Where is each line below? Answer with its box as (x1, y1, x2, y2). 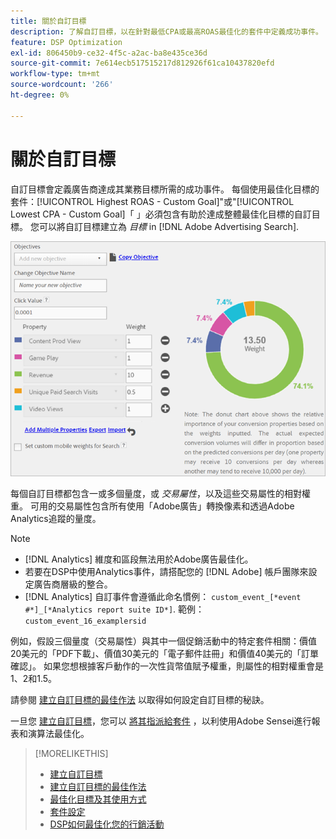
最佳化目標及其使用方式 (49, 793, 147, 805)
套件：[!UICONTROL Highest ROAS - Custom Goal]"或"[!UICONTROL (10, 195, 295, 207)
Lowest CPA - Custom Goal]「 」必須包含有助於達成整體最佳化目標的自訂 (10, 208, 312, 220)
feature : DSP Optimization (10, 37, 123, 47)
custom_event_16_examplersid (24, 616, 147, 627)
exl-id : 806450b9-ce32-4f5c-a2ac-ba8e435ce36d (10, 48, 208, 58)
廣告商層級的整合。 (33, 578, 113, 590)
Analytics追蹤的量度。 (10, 513, 102, 525)
